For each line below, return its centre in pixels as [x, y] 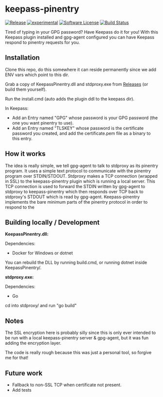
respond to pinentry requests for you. [43, 42]
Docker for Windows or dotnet [42, 253]
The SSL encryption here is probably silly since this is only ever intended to [81, 333]
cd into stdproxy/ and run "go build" [41, 306]
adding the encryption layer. [33, 343]
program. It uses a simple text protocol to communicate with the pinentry [78, 171]
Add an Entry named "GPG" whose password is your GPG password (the [85, 118]
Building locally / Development [52, 222]
